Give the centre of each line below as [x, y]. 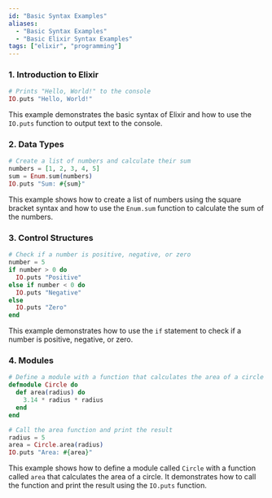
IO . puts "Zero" [42, 308]
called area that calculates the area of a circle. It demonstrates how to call [132, 477]
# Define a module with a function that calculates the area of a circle [136, 378]
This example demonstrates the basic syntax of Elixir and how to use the [130, 115]
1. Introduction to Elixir [54, 75]
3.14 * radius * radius [64, 400]
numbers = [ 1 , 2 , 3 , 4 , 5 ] [54, 169]
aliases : [23, 24]
